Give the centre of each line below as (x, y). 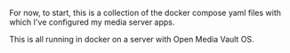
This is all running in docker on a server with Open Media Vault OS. (132, 39)
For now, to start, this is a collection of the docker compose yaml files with (145, 13)
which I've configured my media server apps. (92, 22)
